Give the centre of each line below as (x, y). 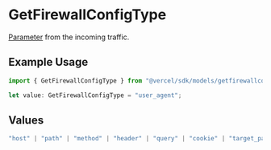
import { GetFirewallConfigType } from (75, 81)
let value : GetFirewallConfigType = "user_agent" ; (95, 95)
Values (26, 120)
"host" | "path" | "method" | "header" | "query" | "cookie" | (117, 139)
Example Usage (48, 62)
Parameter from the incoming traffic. (69, 37)
